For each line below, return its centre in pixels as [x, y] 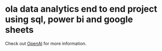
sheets [19, 30]
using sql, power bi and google [69, 19]
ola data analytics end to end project [81, 9]
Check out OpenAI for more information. [46, 43]
